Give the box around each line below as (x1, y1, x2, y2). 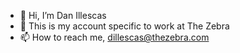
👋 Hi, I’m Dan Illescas (19, 10, 107, 21)
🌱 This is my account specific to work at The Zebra (19, 20, 230, 32)
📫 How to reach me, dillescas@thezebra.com (19, 31, 210, 43)
